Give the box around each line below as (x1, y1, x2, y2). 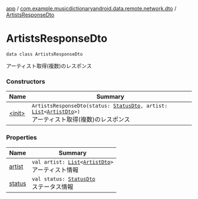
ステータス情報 (31, 183, 74, 191)
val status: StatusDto (31, 175, 95, 182)
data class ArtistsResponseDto (6, 51, 83, 57)
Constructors (6, 77, 45, 85)
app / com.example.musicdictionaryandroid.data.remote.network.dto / (6, 5, 177, 12)
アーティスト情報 (31, 165, 78, 174)
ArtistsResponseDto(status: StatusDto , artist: (31, 102, 168, 110)
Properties (6, 134, 37, 142)
